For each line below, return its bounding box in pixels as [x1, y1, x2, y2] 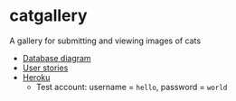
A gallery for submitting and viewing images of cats [9, 35, 202, 46]
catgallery [9, 5, 88, 26]
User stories [22, 62, 69, 73]
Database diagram [22, 52, 92, 63]
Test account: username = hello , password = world [35, 81, 228, 92]
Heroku [22, 71, 51, 82]
